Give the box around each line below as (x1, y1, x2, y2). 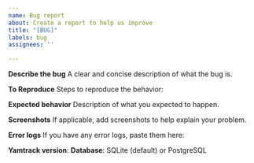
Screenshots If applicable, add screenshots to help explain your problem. (8, 115, 247, 124)
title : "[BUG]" (8, 26, 58, 34)
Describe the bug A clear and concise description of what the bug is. (8, 69, 233, 79)
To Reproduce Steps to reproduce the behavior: (8, 84, 164, 94)
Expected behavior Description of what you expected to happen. (8, 100, 219, 109)
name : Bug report (8, 11, 65, 20)
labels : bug (8, 33, 47, 42)
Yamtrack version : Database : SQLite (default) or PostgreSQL (8, 146, 207, 155)
